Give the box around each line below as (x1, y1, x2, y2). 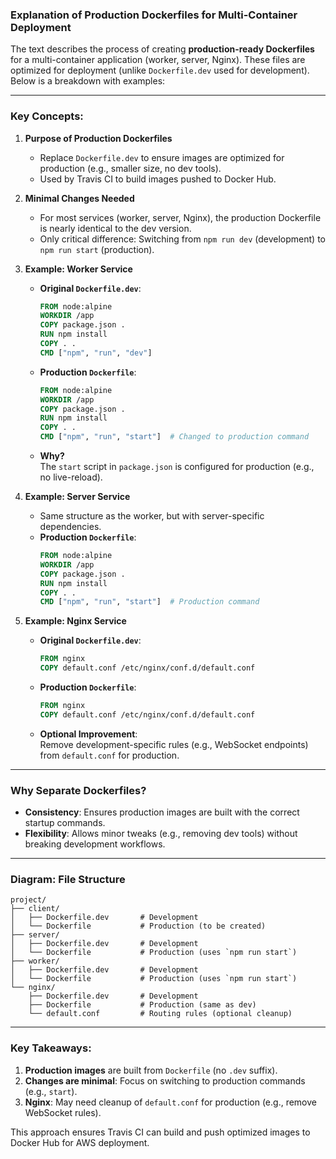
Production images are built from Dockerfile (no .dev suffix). (24, 1064, 278, 1076)
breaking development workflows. (24, 838, 166, 850)
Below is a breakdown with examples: (10, 75, 166, 87)
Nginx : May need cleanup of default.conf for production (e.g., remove (24, 1096, 317, 1108)
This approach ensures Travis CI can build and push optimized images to (10, 1126, 311, 1138)
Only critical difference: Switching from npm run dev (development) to (39, 233, 326, 245)
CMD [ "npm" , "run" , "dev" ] (39, 348, 153, 358)
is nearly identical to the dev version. (39, 222, 192, 234)
